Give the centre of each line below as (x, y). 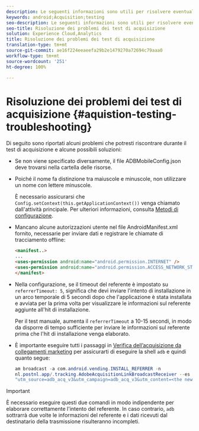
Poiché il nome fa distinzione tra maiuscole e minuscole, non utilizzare (100, 179)
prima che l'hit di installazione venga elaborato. (72, 334)
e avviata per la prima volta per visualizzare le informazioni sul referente (102, 303)
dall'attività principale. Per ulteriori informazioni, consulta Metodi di (97, 209)
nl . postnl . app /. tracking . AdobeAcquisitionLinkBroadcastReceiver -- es (102, 374)
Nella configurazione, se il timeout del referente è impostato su (92, 284)
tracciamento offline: (40, 240)
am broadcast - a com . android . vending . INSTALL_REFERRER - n (88, 369)
